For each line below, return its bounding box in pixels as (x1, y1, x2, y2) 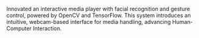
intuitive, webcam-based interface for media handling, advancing (6, 18, 171, 25)
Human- (172, 18, 193, 25)
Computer (6, 25, 32, 32)
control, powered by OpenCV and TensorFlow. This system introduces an (6, 12, 191, 19)
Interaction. (32, 25, 62, 32)
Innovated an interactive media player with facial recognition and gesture (6, 6, 190, 12)
